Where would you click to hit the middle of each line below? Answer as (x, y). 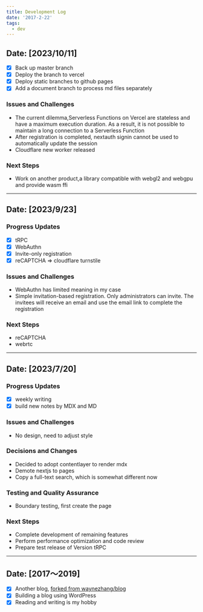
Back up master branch (44, 68)
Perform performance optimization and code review (79, 541)
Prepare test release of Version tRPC (61, 547)
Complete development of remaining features (72, 535)
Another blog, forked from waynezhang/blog (70, 589)
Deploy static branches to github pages (64, 82)
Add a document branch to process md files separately (84, 88)
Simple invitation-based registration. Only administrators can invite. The (104, 296)
